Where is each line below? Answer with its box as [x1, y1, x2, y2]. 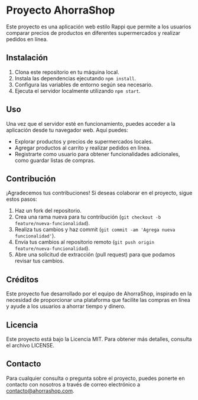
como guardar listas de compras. [14, 157, 96, 164]
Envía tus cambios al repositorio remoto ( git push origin [14, 239, 155, 246]
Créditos [6, 274, 39, 284]
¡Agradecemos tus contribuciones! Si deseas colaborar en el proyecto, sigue [6, 190, 193, 197]
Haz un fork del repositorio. [14, 207, 82, 214]
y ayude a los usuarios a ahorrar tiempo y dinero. [6, 303, 126, 310]
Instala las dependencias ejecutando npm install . [14, 74, 137, 82]
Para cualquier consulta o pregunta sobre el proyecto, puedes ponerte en [6, 375, 185, 382]
